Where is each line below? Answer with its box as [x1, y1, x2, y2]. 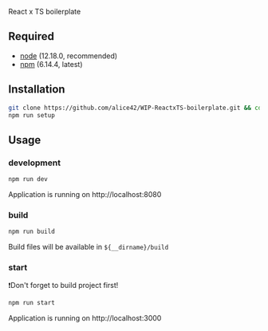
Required [8, 30, 54, 43]
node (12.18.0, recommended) [19, 51, 118, 61]
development [8, 157, 61, 168]
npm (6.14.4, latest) [19, 59, 83, 69]
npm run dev [8, 175, 48, 183]
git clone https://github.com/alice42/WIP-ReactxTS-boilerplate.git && [8, 104, 251, 112]
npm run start [8, 299, 56, 307]
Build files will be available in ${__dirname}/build [8, 242, 169, 252]
